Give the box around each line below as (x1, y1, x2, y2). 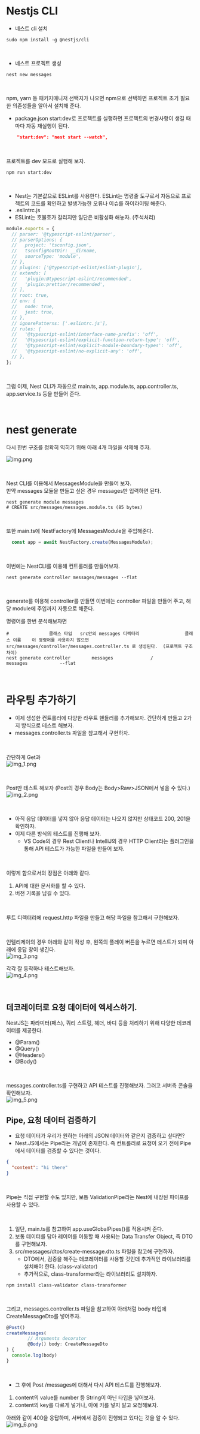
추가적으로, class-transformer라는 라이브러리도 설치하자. (23, 1270, 158, 1278)
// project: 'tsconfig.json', (11, 242, 93, 248)
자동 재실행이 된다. (26, 122, 70, 129)
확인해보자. (6, 1089, 32, 1096)
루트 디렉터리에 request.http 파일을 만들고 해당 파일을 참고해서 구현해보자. (6, 914, 180, 921)
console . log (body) (11, 1352, 58, 1358)
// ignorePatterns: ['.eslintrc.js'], (11, 320, 109, 326)
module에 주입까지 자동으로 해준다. (12, 604, 95, 612)
